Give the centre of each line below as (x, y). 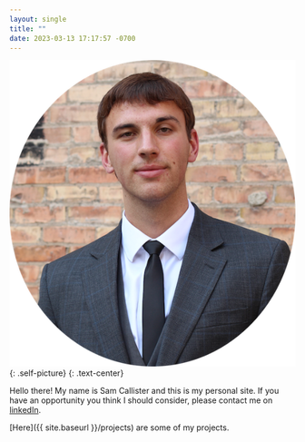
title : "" (28, 29)
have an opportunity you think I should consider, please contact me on (141, 400)
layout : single (38, 19)
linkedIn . (25, 410)
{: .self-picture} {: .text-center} (67, 373)
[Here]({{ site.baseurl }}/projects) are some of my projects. (119, 427)
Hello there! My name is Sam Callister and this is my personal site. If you (144, 391)
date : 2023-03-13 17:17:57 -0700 (73, 38)
